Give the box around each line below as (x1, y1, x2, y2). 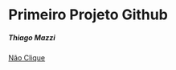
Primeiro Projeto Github (8, 6, 169, 24)
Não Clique (8, 53, 46, 63)
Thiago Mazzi (8, 32, 56, 42)
